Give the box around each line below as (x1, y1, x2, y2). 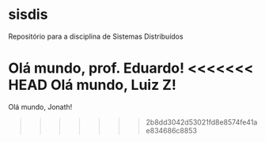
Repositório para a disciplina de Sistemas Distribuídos (8, 32, 184, 41)
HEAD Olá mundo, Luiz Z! (8, 77, 176, 94)
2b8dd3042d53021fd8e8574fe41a (146, 117, 258, 127)
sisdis (8, 6, 48, 24)
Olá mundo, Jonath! (8, 102, 73, 111)
